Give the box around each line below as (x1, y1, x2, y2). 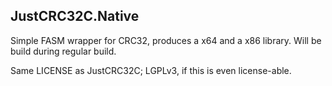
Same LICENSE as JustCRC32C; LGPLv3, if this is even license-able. (10, 64, 292, 76)
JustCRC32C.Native (10, 8, 140, 25)
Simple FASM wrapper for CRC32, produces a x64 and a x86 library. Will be (10, 34, 322, 46)
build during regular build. (10, 45, 117, 57)
